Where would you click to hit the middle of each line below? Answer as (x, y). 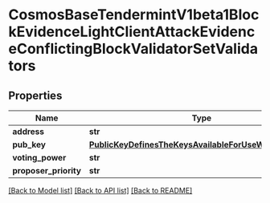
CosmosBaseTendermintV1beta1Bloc (134, 15)
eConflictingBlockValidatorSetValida (133, 49)
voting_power (39, 158)
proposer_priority (47, 171)
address (29, 132)
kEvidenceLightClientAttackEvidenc (132, 32)
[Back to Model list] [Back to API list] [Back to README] (100, 191)
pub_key (29, 144)
